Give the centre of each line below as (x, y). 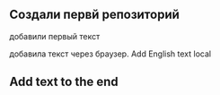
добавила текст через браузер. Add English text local (110, 54)
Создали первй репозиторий (94, 15)
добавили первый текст (55, 36)
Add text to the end (64, 82)
